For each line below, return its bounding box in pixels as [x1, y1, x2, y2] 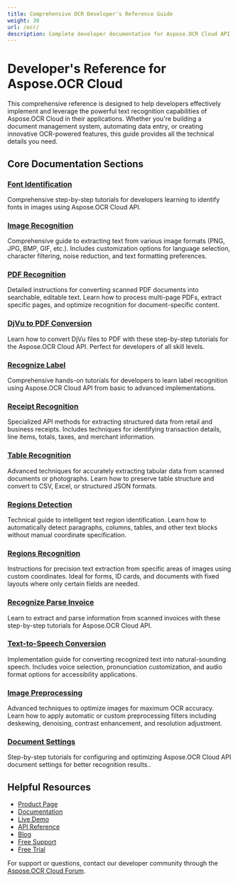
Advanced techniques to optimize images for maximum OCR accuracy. [7, 704, 215, 713]
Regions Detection [7, 499, 72, 509]
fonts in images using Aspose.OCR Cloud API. [7, 203, 141, 211]
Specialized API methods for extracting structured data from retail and [7, 417, 213, 426]
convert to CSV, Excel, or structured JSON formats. [7, 481, 158, 490]
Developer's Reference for [7, 61, 167, 77]
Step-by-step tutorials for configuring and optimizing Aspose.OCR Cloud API [7, 753, 232, 761]
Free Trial [17, 845, 46, 854]
